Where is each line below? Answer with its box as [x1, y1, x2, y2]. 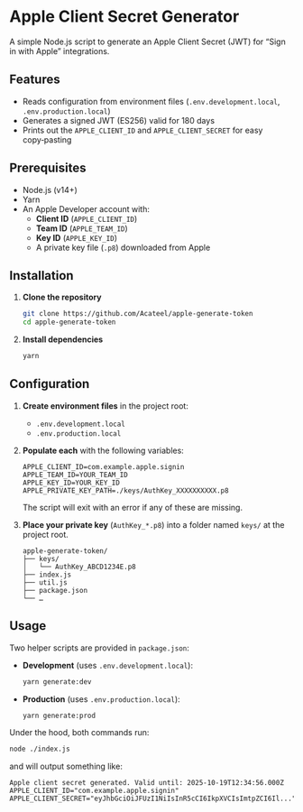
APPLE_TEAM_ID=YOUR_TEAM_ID [22, 470, 128, 479]
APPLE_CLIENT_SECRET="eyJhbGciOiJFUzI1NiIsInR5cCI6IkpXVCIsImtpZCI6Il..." [9, 794, 297, 804]
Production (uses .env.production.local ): [22, 693, 180, 705]
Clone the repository [22, 291, 102, 303]
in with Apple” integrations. [9, 45, 110, 56]
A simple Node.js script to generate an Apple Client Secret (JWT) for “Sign [9, 36, 286, 47]
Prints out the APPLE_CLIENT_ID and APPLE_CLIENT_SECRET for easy [22, 125, 263, 135]
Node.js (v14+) [22, 184, 78, 195]
